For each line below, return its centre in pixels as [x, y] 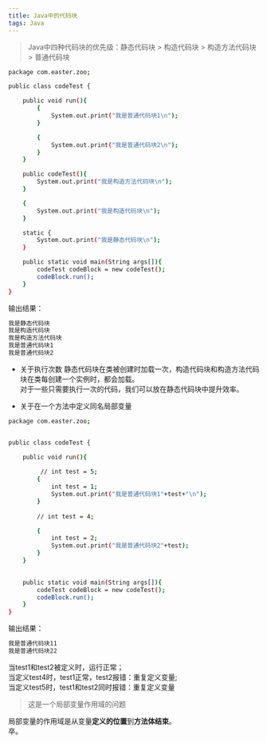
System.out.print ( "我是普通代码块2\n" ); [114, 145]
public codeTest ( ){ [55, 174]
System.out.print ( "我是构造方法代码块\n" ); [105, 182]
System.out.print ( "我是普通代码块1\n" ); [114, 116]
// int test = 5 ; [69, 472]
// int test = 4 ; [65, 516]
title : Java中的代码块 [43, 16]
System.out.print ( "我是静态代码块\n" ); [99, 240]
